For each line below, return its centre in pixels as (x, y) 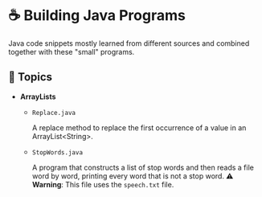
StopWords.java (57, 152)
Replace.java (54, 113)
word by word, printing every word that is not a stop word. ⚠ (133, 176)
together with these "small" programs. (72, 51)
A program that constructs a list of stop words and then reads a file (143, 167)
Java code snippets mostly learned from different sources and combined (129, 43)
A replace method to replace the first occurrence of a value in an (139, 127)
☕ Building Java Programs (97, 16)
